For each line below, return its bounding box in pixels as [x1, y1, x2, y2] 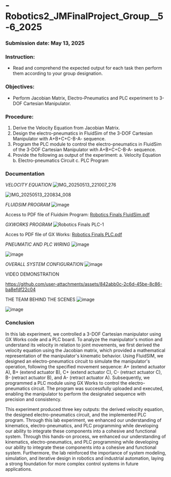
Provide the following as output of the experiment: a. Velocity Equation [12, 152, 161, 158]
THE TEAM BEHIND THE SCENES [5, 297, 76, 303]
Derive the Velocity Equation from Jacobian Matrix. [12, 125, 120, 131]
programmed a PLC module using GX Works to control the [5, 380, 128, 386]
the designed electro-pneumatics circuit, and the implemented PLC [5, 411, 146, 418]
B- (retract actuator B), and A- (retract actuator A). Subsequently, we [5, 374, 150, 381]
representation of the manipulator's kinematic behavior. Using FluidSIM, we [5, 352, 163, 359]
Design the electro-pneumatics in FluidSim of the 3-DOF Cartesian [12, 130, 153, 136]
